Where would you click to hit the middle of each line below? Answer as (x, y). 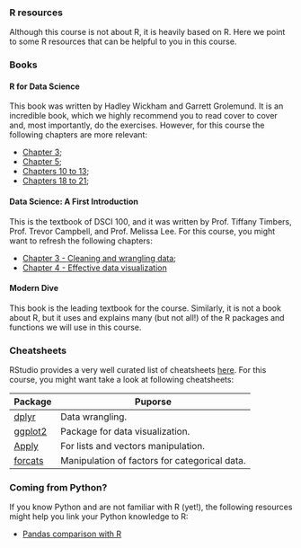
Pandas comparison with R (72, 534)
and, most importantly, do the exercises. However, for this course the (137, 125)
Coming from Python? (58, 488)
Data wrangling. (94, 417)
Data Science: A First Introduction (74, 202)
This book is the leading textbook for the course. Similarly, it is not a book (145, 308)
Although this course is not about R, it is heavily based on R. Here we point (147, 32)
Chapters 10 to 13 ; (56, 172)
